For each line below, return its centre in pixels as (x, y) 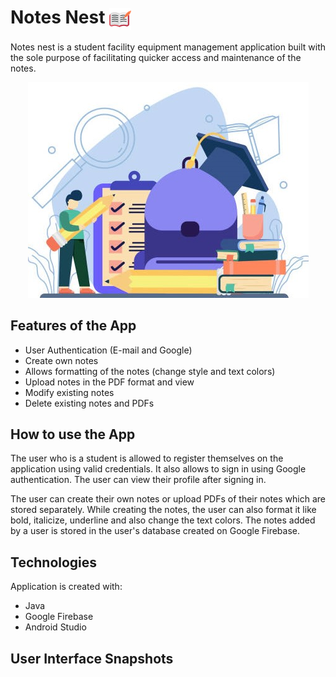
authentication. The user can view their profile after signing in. (138, 480)
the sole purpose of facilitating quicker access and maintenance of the (156, 57)
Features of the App (73, 326)
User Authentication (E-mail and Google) (108, 350)
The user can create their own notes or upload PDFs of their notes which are (168, 499)
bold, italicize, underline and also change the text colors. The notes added (163, 520)
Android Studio (55, 627)
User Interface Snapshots (92, 658)
